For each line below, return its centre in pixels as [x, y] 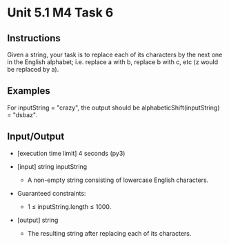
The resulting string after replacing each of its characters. [109, 233]
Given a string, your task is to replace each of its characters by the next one [115, 54]
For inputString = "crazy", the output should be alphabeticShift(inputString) [113, 108]
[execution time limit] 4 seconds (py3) [71, 153]
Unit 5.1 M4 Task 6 [60, 13]
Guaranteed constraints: [51, 193]
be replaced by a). [33, 69]
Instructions [34, 38]
